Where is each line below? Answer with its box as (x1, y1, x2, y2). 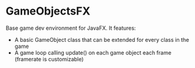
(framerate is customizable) (14, 55, 84, 63)
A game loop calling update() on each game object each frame (14, 49, 171, 56)
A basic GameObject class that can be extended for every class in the (14, 36, 190, 43)
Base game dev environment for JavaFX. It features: (5, 24, 136, 32)
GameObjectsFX (5, 4, 91, 18)
